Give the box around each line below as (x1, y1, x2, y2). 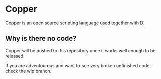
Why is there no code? (5, 34, 77, 43)
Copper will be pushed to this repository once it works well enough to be (5, 47, 156, 53)
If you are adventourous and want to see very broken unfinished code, (5, 62, 151, 68)
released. (5, 53, 25, 59)
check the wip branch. (5, 68, 52, 74)
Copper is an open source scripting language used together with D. (5, 20, 145, 26)
